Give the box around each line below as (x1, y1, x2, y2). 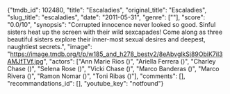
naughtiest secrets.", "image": (7, 43, 92, 50)
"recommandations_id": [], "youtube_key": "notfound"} (7, 79, 164, 87)
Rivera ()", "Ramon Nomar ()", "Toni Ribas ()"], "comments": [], (7, 72, 186, 80)
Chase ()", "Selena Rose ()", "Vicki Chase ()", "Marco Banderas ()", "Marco (7, 65, 220, 73)
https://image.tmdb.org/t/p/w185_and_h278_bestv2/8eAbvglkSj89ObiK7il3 (10, 50, 223, 58)
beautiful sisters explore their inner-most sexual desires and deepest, (7, 35, 206, 44)
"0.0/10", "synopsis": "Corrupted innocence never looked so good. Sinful (7, 21, 216, 28)
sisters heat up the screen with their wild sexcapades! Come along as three (7, 28, 223, 36)
